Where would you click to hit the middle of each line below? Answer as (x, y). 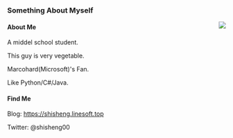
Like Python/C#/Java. (38, 83)
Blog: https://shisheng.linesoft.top (55, 114)
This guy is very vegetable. (46, 56)
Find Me (19, 98)
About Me (22, 27)
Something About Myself (50, 10)
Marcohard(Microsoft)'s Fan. (48, 69)
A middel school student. (43, 42)
